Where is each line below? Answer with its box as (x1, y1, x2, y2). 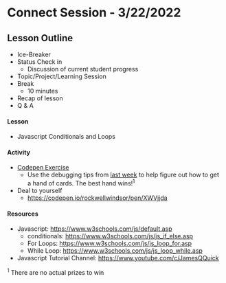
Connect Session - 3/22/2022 (7, 5, 181, 21)
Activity (7, 148, 31, 156)
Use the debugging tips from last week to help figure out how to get (27, 170, 220, 179)
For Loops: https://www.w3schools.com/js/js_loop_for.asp (27, 239, 192, 248)
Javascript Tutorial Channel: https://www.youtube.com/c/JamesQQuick (16, 254, 220, 262)
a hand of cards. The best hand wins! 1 (27, 178, 135, 188)
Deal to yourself (16, 187, 63, 195)
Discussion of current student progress (27, 65, 139, 73)
